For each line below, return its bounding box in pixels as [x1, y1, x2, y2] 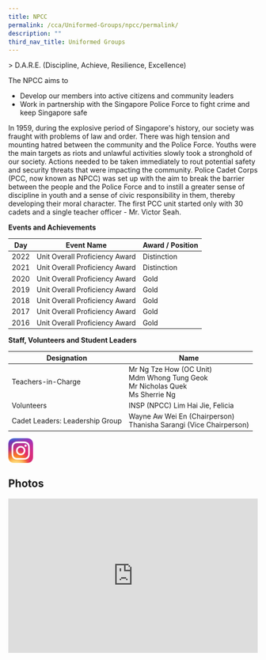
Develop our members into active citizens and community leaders [19, 91, 234, 101]
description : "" [8, 29, 62, 37]
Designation [46, 353, 88, 362]
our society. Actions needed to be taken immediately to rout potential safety [8, 157, 256, 166]
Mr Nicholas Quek [128, 381, 188, 391]
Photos [8, 477, 44, 491]
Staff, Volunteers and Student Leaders [8, 336, 137, 344]
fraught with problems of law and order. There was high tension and [8, 131, 230, 142]
